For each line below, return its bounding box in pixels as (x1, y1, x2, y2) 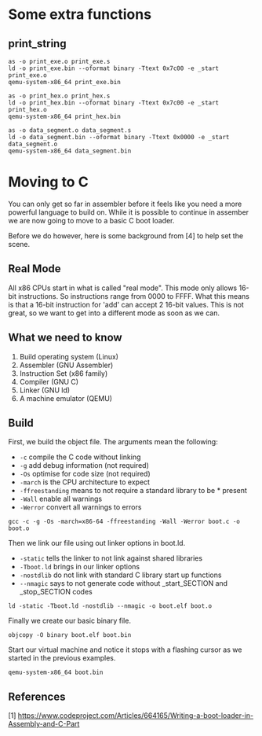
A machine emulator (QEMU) (19, 393, 112, 403)
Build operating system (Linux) (19, 351, 119, 361)
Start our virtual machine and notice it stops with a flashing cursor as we (8, 645, 242, 654)
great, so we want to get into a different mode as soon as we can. (8, 308, 220, 318)
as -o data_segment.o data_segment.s (8, 127, 132, 134)
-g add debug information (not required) (19, 461, 149, 470)
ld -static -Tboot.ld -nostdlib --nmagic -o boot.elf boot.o (8, 602, 213, 610)
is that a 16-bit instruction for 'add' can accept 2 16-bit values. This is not (8, 300, 245, 309)
